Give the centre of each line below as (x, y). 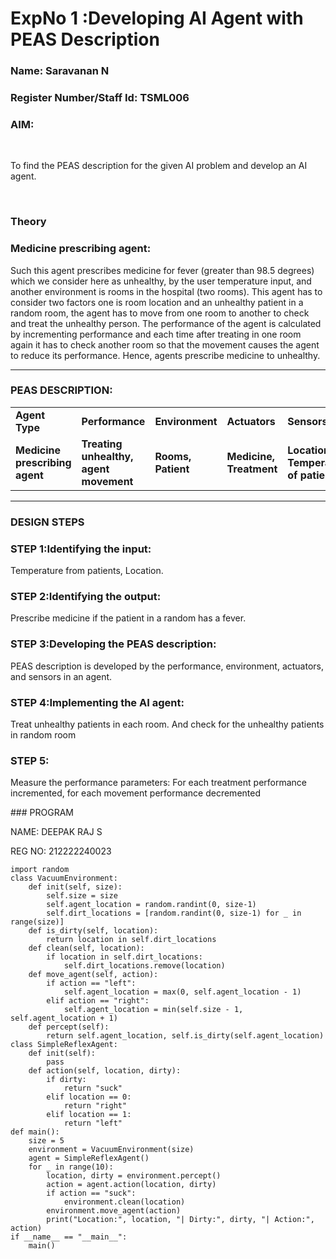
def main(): (35, 1132)
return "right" (95, 1106)
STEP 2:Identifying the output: (86, 596)
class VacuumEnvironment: (64, 878)
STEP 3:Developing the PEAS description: (113, 644)
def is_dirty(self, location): (93, 931)
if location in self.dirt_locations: (124, 957)
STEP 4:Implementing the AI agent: (97, 702)
